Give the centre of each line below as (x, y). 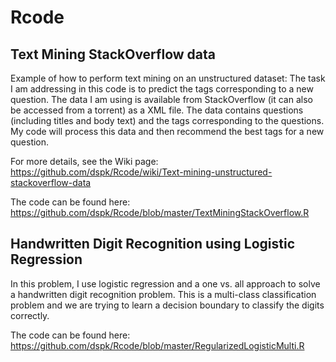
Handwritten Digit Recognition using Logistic (153, 244)
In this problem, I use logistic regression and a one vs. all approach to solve (165, 283)
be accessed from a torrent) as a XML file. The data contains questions (157, 110)
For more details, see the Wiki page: (84, 161)
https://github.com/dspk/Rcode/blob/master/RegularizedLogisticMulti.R (157, 345)
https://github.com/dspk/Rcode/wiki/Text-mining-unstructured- (141, 172)
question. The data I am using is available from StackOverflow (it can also (161, 99)
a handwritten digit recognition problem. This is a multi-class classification (163, 294)
